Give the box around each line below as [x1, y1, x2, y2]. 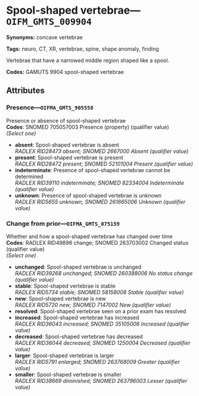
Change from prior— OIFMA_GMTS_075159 [6, 219, 120, 227]
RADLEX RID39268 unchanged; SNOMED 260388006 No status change [14, 269, 193, 277]
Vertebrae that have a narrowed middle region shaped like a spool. [6, 57, 170, 64]
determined [14, 173, 43, 180]
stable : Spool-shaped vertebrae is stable [14, 282, 116, 289]
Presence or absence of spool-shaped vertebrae [6, 117, 126, 124]
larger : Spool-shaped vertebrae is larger [14, 352, 114, 359]
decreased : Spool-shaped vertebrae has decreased [14, 333, 143, 340]
